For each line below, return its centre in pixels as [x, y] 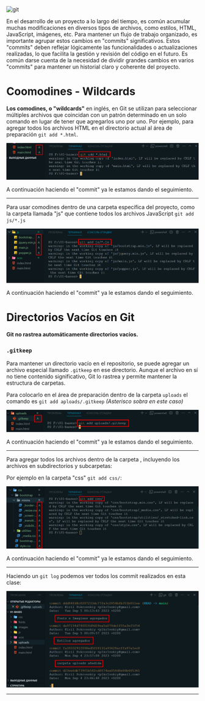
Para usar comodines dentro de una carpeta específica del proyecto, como [101, 207]
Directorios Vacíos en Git [71, 317]
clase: [14, 583]
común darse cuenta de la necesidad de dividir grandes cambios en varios [100, 60]
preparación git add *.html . [42, 134]
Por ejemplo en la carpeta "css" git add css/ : [64, 478]
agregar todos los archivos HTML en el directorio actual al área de [89, 128]
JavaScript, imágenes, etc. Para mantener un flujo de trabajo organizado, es [102, 34]
